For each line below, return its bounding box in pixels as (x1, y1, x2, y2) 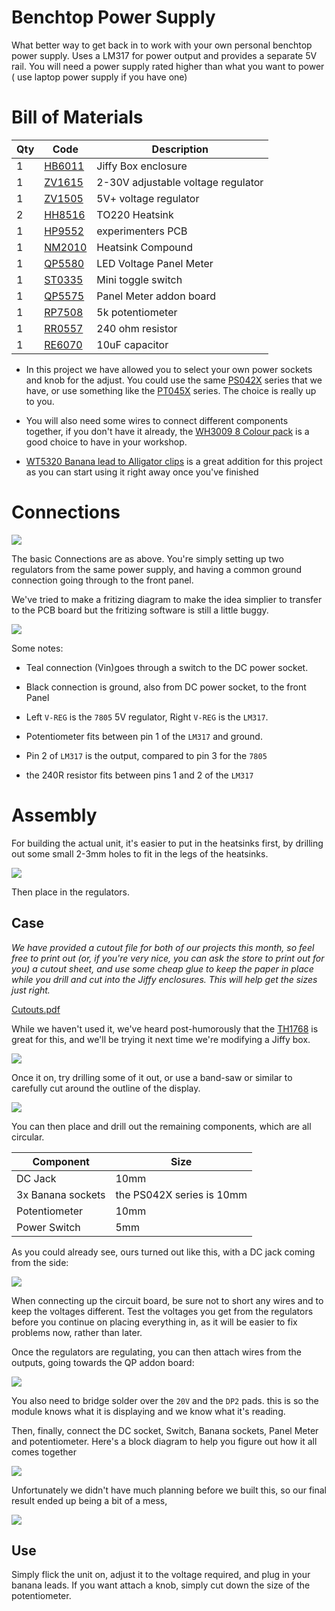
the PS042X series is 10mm (115, 1187, 248, 1201)
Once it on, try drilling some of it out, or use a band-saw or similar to (11, 1071, 293, 1083)
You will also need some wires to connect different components (25, 414, 289, 426)
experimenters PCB (96, 224, 188, 238)
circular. (11, 1131, 45, 1143)
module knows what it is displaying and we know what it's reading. (11, 1405, 286, 1417)
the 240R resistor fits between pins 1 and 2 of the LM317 (25, 769, 254, 781)
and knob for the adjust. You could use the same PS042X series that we (25, 374, 323, 386)
